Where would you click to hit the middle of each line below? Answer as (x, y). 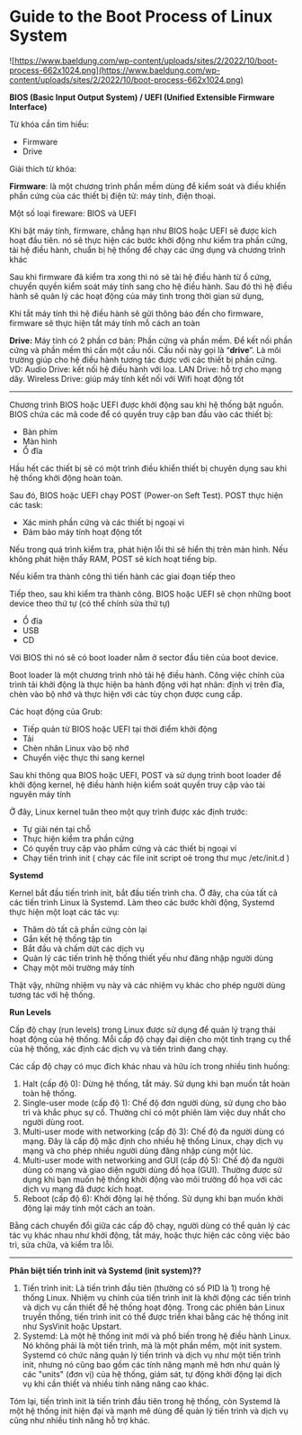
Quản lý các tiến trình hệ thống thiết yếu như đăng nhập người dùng (148, 958)
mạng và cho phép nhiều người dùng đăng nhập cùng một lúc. (138, 1150)
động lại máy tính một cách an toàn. (89, 1208)
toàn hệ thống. (49, 1093)
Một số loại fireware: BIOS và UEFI (73, 213)
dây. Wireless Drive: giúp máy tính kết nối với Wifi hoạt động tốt (127, 378)
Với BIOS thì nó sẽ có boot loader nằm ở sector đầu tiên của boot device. (144, 657)
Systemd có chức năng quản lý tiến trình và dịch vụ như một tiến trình (151, 1355)
